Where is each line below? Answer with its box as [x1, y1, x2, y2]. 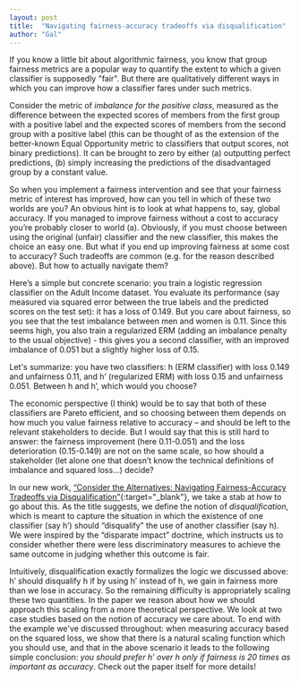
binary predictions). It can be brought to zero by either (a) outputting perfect [9, 148, 291, 159]
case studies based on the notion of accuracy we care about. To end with [9, 614, 280, 625]
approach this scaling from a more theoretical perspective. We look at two [9, 604, 283, 615]
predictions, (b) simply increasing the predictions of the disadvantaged [9, 158, 271, 168]
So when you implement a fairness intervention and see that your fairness [9, 185, 282, 195]
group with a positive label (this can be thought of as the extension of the [9, 129, 279, 140]
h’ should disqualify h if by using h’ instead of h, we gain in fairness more [9, 575, 279, 587]
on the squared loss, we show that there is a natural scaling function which [9, 633, 286, 643]
